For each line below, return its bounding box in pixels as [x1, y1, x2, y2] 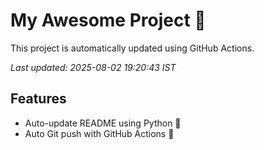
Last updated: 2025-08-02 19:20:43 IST [10, 61, 177, 73]
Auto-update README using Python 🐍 [24, 117, 182, 129]
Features [10, 90, 67, 108]
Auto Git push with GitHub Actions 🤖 [24, 127, 175, 139]
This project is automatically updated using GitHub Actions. [10, 42, 255, 54]
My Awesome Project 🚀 [10, 9, 207, 32]
